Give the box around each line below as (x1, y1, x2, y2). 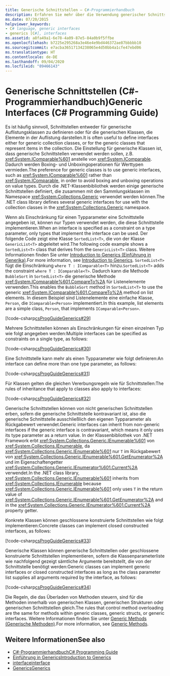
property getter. (5, 508, 38, 514)
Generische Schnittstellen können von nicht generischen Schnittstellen (5, 405, 153, 412)
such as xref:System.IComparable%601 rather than (5, 172, 112, 178)
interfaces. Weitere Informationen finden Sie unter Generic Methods (5, 615, 147, 622)
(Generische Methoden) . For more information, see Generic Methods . (5, 621, 149, 627)
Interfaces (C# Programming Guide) (5, 107, 159, 119)
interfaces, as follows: (5, 528, 52, 534)
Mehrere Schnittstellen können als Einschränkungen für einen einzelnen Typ (5, 325, 164, 331)
